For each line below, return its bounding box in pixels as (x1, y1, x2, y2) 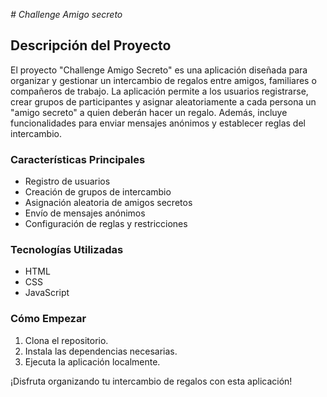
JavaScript (24, 287, 70, 299)
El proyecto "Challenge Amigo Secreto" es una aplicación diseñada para (10, 64, 308, 76)
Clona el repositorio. (24, 334, 109, 346)
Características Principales (10, 152, 146, 166)
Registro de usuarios (24, 175, 111, 188)
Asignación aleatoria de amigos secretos (24, 197, 193, 209)
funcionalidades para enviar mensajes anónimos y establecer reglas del (10, 117, 306, 129)
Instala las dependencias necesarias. (24, 345, 178, 357)
